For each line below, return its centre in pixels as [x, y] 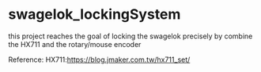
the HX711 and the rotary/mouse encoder [75, 44]
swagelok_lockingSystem [95, 14]
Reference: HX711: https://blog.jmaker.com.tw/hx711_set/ [99, 59]
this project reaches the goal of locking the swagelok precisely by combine [130, 36]
